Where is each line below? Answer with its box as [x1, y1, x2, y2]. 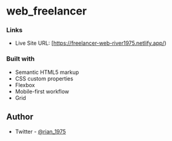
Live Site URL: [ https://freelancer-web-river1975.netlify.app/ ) [15, 39, 167, 47]
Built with [6, 54, 35, 63]
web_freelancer [6, 4, 87, 18]
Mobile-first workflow [15, 88, 70, 95]
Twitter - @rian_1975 [15, 128, 67, 135]
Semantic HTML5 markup [15, 68, 79, 76]
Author [6, 112, 33, 122]
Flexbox [15, 81, 35, 88]
